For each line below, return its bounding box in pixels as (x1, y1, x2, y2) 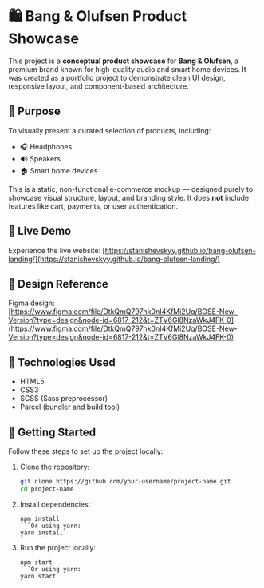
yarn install (19, 529, 64, 537)
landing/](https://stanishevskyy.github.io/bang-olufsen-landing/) (8, 254, 221, 264)
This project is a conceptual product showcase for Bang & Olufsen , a (8, 56, 239, 66)
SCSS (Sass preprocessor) (19, 394, 108, 403)
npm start (19, 558, 53, 566)
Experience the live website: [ (8, 245, 105, 255)
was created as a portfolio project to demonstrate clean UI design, (8, 73, 226, 82)
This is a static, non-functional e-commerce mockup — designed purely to (8, 184, 254, 193)
